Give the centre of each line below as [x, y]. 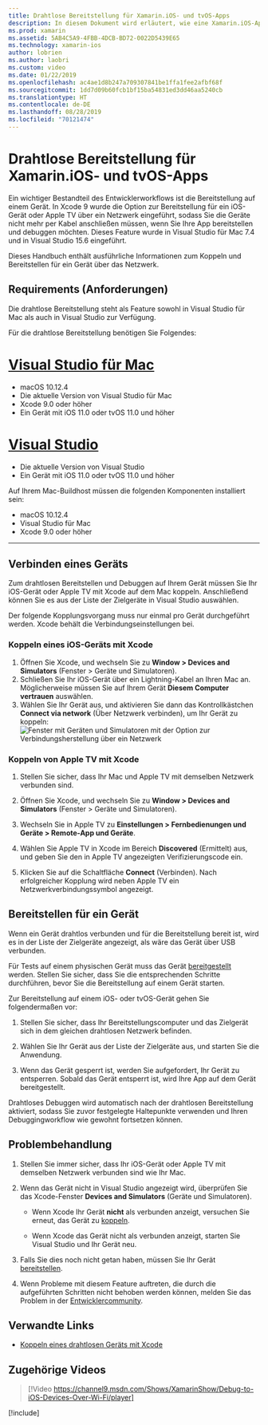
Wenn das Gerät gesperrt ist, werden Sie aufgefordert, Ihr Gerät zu [130, 1070]
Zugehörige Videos [57, 1370]
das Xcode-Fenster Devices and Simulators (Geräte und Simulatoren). [136, 1196]
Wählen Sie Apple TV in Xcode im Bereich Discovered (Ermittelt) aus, [134, 848]
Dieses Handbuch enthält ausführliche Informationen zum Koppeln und [125, 255]
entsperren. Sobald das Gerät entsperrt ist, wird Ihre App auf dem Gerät [138, 1079]
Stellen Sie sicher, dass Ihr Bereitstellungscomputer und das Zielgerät [134, 1022]
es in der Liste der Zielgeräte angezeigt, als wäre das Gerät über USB [122, 941]
